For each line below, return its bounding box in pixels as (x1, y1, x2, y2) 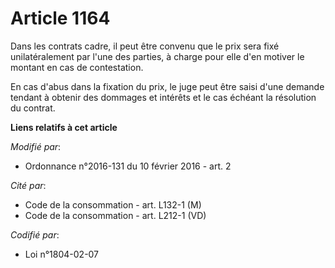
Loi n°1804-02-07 (24, 248, 100, 260)
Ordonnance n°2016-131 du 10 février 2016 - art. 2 (24, 160, 232, 172)
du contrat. (10, 102, 56, 114)
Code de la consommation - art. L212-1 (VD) (24, 209, 207, 221)
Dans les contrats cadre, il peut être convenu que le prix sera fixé (10, 40, 280, 52)
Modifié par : (10, 140, 62, 152)
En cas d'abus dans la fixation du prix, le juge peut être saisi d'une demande (10, 80, 325, 92)
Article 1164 (10, 7, 111, 30)
